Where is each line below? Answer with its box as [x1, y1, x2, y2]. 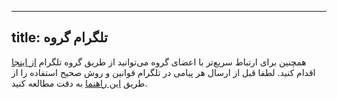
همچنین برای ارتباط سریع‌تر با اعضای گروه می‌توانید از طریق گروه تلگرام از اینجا [11, 56, 307, 68]
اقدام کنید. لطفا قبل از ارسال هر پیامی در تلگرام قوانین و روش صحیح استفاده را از [11, 66, 316, 78]
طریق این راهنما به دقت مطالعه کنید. [11, 77, 148, 89]
